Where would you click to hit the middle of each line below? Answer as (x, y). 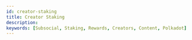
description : (22, 22)
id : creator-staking (32, 11)
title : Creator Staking (36, 17)
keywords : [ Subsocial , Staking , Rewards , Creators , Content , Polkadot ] (96, 28)
